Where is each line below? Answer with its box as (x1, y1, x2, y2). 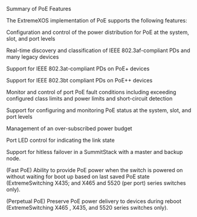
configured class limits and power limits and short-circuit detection (6, 95, 173, 102)
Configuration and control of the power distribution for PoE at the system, (6, 28, 189, 36)
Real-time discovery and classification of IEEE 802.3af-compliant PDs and (6, 47, 190, 54)
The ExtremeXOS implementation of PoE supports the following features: (6, 17, 187, 24)
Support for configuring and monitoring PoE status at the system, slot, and (6, 107, 192, 114)
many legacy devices (6, 53, 59, 60)
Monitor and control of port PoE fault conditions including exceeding (6, 88, 176, 96)
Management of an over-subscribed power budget (6, 125, 132, 132)
